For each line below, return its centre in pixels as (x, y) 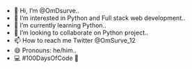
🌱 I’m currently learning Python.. (60, 25)
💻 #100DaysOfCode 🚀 (46, 58)
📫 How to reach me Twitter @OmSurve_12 (74, 40)
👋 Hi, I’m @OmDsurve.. (47, 11)
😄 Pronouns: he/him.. (45, 50)
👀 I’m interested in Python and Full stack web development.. (99, 18)
